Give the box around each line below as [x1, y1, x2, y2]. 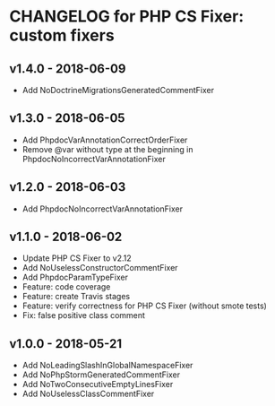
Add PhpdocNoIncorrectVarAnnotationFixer [21, 203, 184, 214]
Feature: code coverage [21, 281, 111, 292]
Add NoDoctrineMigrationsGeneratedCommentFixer [21, 85, 215, 95]
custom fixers [9, 25, 115, 46]
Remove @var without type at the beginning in [21, 143, 193, 154]
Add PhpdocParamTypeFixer [21, 272, 128, 283]
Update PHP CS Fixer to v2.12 [21, 253, 132, 263]
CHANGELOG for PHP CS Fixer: [9, 6, 245, 27]
